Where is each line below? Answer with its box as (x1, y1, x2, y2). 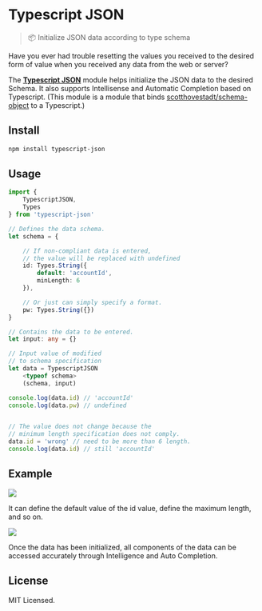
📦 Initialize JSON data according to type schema (27, 32, 191, 42)
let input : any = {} (8, 335, 77, 343)
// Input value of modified (8, 349, 102, 357)
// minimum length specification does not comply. (8, 430, 181, 438)
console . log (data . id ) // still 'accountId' (8, 445, 156, 453)
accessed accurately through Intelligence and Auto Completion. (8, 550, 218, 561)
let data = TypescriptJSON (8, 365, 98, 373)
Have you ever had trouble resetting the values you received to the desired (8, 50, 254, 61)
